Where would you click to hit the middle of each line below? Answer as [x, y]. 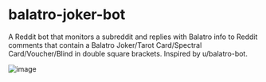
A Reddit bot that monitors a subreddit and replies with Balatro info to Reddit [133, 37]
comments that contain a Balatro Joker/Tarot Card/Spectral [105, 45]
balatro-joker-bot [67, 15]
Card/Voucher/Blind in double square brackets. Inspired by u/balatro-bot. [128, 53]
